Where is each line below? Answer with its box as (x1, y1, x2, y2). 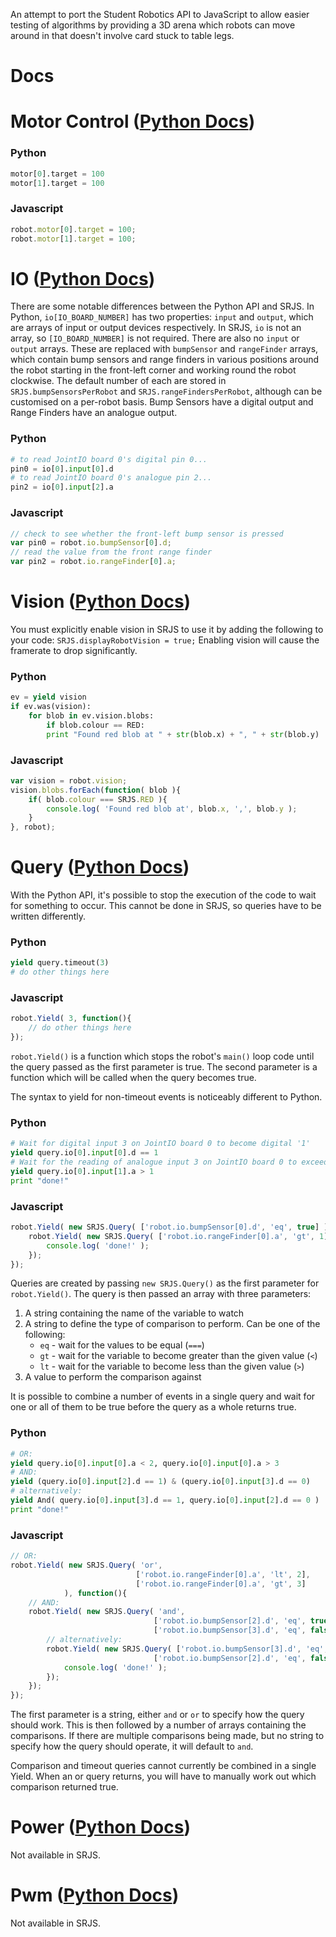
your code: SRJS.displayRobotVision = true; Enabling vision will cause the (10, 634, 320, 646)
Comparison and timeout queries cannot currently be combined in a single (10, 1760, 317, 1772)
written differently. (10, 910, 86, 923)
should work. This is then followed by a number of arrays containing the (10, 1719, 307, 1731)
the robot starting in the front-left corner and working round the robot (10, 364, 297, 376)
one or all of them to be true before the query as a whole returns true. (10, 1401, 297, 1413)
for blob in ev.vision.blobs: (28, 710, 155, 721)
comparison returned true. (10, 1781, 119, 1793)
